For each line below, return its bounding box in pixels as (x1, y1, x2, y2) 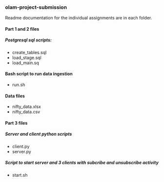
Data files (5, 93, 25, 99)
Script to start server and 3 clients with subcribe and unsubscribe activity (5, 160, 159, 165)
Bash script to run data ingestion (5, 71, 73, 77)
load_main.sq (12, 60, 39, 66)
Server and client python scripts (5, 131, 72, 137)
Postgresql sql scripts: (5, 37, 52, 43)
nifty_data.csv (12, 109, 41, 115)
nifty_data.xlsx (12, 104, 41, 109)
